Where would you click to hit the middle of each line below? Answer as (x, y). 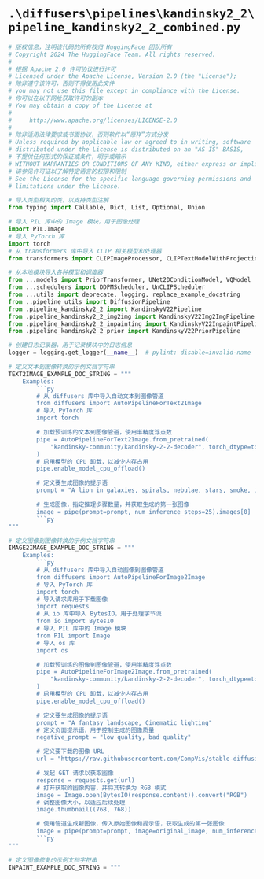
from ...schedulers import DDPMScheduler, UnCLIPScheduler (107, 287)
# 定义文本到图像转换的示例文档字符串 (62, 367)
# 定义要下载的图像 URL (70, 752)
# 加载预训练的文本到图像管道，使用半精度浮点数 (104, 432)
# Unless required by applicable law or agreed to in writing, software (130, 142)
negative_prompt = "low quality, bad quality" (114, 737)
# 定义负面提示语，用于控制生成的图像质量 (95, 730)
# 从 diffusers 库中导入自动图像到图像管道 (100, 570)
